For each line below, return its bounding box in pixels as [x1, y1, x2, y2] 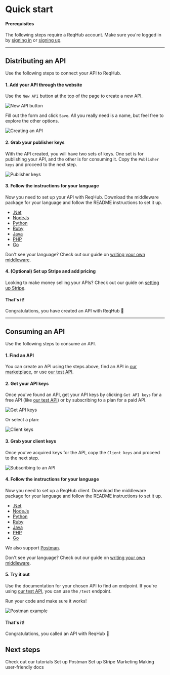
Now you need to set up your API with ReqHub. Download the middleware [5, 194, 159, 200]
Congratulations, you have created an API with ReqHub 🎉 [5, 308, 124, 314]
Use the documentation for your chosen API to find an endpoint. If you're [5, 583, 157, 589]
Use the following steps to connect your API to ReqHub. [5, 70, 121, 76]
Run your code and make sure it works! [5, 598, 87, 604]
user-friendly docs [5, 664, 44, 670]
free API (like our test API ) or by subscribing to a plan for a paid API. [5, 397, 147, 403]
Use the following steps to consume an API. [5, 341, 96, 347]
